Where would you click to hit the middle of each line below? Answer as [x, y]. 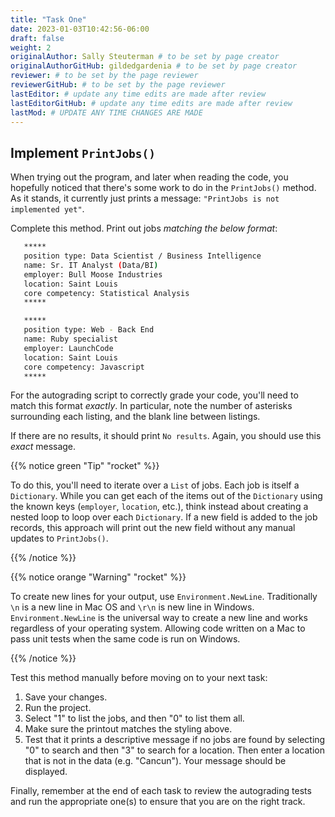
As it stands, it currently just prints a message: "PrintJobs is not [145, 198]
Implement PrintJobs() [83, 152]
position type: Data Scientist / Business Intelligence [142, 256]
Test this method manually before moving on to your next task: [139, 678]
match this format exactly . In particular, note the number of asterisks [151, 406]
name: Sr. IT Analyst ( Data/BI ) [91, 265]
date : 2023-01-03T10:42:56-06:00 [80, 29]
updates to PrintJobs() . [59, 538]
